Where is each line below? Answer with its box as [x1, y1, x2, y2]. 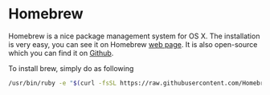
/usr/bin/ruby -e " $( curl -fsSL [8, 79, 117, 87]
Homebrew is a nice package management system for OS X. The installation [8, 31, 260, 41]
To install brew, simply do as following [8, 63, 134, 73]
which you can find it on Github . [8, 48, 114, 57]
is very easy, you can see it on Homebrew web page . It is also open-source [8, 39, 258, 49]
